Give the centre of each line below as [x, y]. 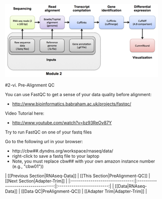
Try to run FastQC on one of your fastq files [49, 132]
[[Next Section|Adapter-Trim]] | [36, 181]
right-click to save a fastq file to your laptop [56, 156]
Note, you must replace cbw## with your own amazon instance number [83, 161]
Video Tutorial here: [25, 113]
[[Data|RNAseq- [131, 186]
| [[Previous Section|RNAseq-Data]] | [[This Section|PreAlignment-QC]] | [78, 176]
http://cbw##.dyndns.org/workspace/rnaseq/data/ [63, 151]
